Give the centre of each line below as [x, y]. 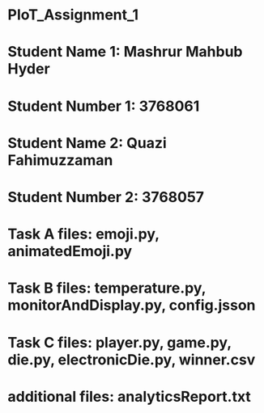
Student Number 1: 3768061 [104, 106]
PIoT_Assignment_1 [73, 15]
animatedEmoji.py [70, 251]
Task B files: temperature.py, [107, 288]
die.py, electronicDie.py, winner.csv [132, 359]
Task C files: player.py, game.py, [119, 342]
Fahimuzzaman [60, 160]
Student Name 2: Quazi [87, 143]
